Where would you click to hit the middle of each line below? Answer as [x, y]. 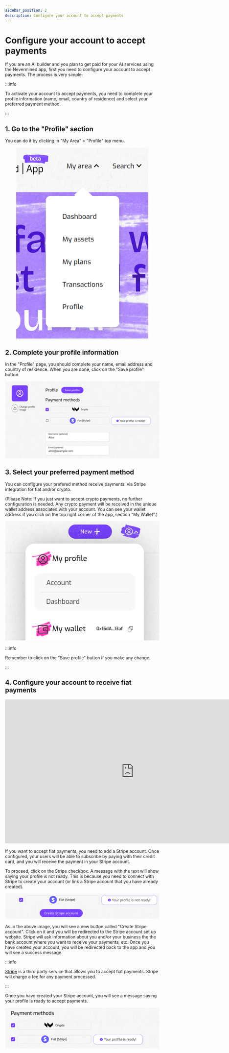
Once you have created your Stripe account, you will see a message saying [81, 995]
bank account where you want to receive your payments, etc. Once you [77, 942]
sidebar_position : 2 [26, 10]
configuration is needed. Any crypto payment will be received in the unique [81, 504]
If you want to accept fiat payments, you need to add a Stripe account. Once [82, 851]
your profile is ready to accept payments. [46, 1001]
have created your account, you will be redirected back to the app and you [80, 947]
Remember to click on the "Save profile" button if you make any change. [78, 658]
